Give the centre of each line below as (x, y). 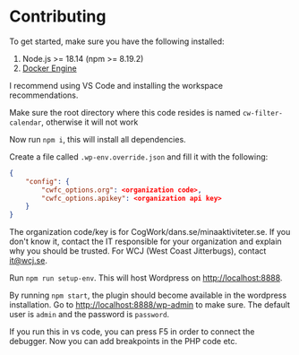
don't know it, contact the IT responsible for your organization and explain (145, 242)
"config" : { (47, 181)
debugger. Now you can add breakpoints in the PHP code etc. (124, 342)
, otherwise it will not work (90, 122)
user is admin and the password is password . (90, 315)
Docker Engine (50, 68)
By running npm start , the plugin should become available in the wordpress (148, 295)
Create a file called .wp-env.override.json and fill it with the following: (139, 156)
